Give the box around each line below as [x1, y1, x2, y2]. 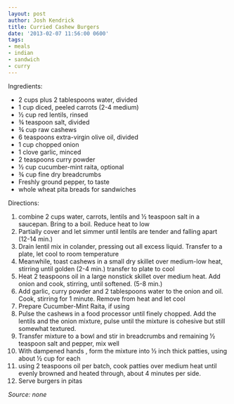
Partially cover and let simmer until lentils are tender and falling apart [18, 227, 218, 235]
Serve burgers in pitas [18, 377, 83, 385]
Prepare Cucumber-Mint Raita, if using [18, 301, 130, 310]
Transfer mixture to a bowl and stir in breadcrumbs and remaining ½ [18, 332, 216, 340]
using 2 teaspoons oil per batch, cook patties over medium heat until [18, 361, 217, 370]
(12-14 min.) [18, 235, 53, 243]
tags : [8, 37, 24, 44]
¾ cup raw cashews [18, 125, 77, 133]
